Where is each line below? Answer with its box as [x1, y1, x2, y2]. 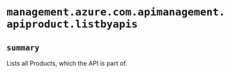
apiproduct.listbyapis [6, 18, 138, 31]
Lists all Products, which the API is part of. [6, 59, 128, 67]
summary [6, 42, 40, 53]
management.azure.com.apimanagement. [6, 6, 226, 19]
